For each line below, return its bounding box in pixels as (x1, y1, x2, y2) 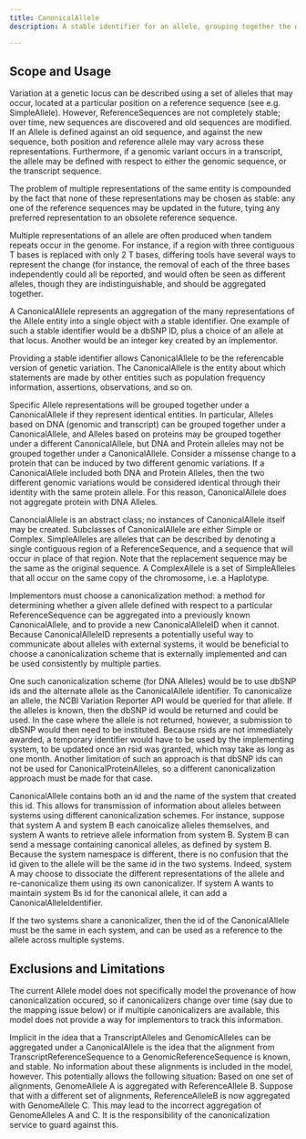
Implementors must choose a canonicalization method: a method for (9, 590, 266, 601)
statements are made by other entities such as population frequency (9, 372, 266, 384)
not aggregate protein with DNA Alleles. (9, 497, 158, 508)
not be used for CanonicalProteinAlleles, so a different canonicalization (9, 764, 276, 775)
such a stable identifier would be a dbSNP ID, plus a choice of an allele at (9, 325, 284, 336)
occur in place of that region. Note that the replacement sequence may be (9, 554, 288, 564)
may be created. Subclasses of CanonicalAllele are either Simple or (9, 524, 262, 535)
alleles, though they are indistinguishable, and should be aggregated (9, 279, 267, 290)
